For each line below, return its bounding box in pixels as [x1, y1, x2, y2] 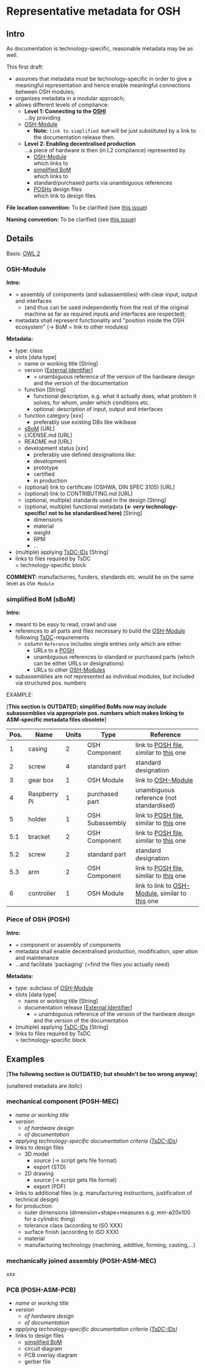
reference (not [135, 793, 177, 802]
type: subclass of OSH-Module [15, 984, 93, 992]
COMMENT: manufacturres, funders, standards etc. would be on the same [6, 573, 194, 581]
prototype [33, 464, 59, 472]
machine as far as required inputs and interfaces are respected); [24, 310, 187, 318]
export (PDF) [33, 1183, 66, 1190]
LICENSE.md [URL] [24, 431, 73, 439]
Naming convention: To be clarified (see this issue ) [6, 216, 136, 223]
